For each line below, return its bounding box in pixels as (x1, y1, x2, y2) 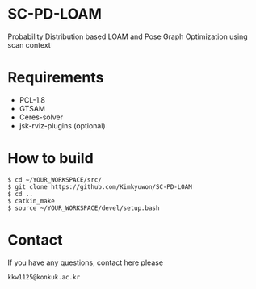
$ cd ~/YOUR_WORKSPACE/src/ (7, 175, 103, 184)
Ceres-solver (19, 112, 64, 122)
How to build (7, 149, 94, 168)
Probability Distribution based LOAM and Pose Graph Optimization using (7, 31, 248, 41)
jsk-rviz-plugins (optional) (19, 120, 106, 130)
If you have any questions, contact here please (7, 258, 163, 267)
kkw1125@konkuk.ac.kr (7, 273, 81, 281)
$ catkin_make (7, 197, 56, 205)
